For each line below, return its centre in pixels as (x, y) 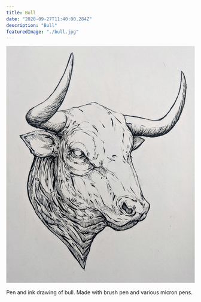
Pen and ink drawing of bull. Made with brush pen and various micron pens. (99, 292)
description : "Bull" (32, 25)
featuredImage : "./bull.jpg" (42, 32)
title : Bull (21, 13)
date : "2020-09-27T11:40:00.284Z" (49, 19)
